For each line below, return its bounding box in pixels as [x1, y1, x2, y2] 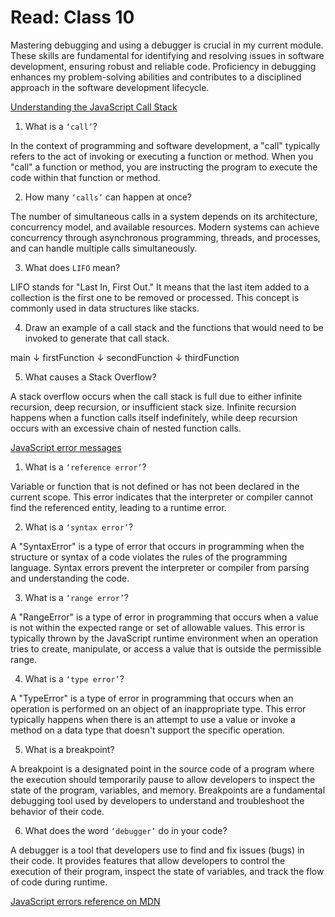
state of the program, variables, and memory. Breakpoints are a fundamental [10, 784, 326, 796]
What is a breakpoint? [24, 743, 115, 755]
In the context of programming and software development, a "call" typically [10, 139, 321, 151]
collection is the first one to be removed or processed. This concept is [10, 291, 300, 303]
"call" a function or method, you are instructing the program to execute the [10, 161, 318, 173]
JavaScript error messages [10, 441, 122, 453]
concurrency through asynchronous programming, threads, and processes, [10, 231, 321, 243]
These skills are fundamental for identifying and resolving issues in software [10, 49, 325, 61]
